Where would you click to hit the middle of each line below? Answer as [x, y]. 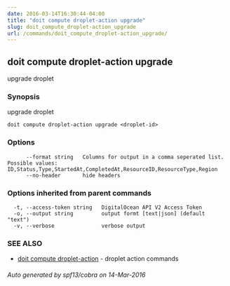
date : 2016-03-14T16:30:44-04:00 [56, 14]
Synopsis [23, 97]
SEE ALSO [25, 243]
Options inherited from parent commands [80, 193]
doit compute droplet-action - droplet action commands [98, 259]
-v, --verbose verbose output [80, 226]
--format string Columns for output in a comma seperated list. [125, 157]
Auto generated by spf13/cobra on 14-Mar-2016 [76, 275]
